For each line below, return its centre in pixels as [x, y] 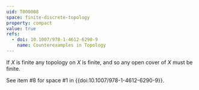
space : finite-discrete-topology [48, 17]
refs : [13, 34]
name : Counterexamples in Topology [62, 46]
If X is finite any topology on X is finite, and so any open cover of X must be [99, 62]
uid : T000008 [23, 12]
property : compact [29, 23]
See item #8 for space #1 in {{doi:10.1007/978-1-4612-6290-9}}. [85, 80]
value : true [21, 28]
